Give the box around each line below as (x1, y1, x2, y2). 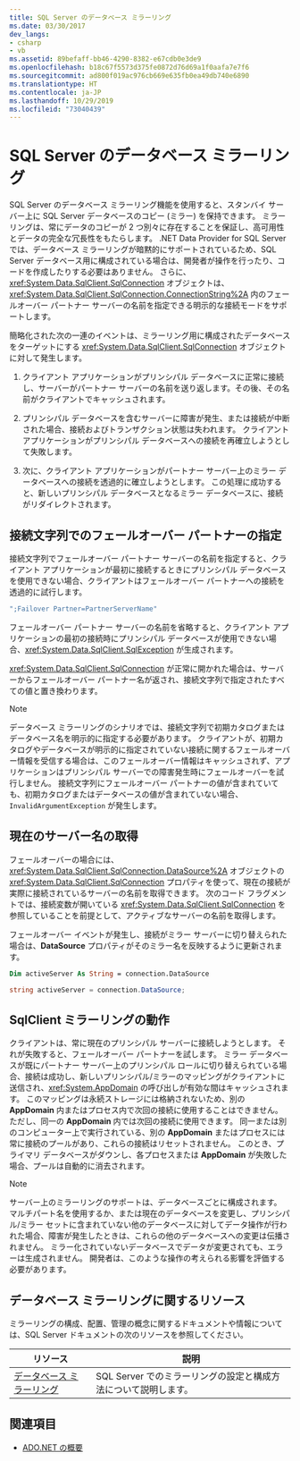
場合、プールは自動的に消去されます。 (9, 1161, 150, 1171)
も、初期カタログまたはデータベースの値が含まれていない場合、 (9, 789, 244, 799)
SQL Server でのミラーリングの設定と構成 (96, 1370, 272, 1382)
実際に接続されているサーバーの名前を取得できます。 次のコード (9, 887, 246, 899)
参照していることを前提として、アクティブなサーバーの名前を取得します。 (9, 909, 281, 921)
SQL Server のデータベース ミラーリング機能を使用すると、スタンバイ (9, 199, 266, 210)
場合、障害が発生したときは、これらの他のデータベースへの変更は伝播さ (24, 1230, 291, 1241)
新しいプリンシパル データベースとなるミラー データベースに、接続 (37, 488, 284, 499)
